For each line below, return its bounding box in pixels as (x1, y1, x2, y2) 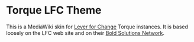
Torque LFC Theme (6, 4, 102, 17)
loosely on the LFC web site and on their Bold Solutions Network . (6, 29, 164, 36)
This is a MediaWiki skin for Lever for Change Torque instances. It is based (6, 23, 188, 30)
